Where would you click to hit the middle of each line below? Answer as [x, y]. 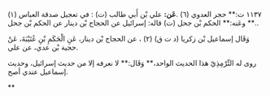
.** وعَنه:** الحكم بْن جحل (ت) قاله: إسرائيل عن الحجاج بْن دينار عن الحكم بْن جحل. [133, 23]
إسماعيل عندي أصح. [38, 72]
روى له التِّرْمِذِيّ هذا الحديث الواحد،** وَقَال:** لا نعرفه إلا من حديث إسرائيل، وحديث [132, 63]
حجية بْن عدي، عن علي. [43, 47]
